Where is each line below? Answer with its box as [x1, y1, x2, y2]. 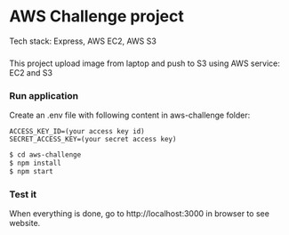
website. [9, 218, 41, 229]
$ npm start [9, 166, 53, 175]
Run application [9, 89, 78, 101]
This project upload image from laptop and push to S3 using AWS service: [9, 58, 280, 69]
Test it [9, 188, 37, 200]
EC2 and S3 [9, 67, 53, 77]
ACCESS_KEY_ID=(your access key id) [9, 127, 145, 136]
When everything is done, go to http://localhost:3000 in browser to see [9, 208, 269, 219]
